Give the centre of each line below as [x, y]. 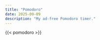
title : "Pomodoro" [24, 10]
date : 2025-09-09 [23, 14]
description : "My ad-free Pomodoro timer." [50, 19]
